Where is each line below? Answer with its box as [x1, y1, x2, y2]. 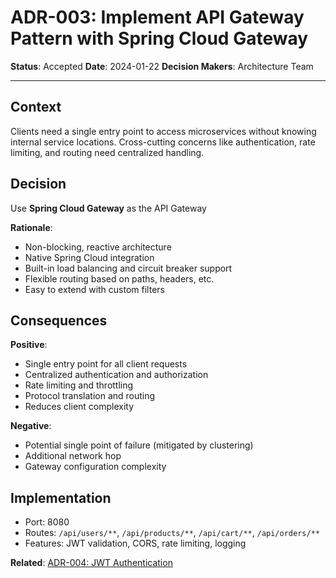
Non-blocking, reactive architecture [24, 241, 172, 253]
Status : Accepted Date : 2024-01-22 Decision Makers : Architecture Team [10, 60, 314, 72]
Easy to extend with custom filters [24, 283, 165, 295]
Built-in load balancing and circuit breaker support [24, 262, 233, 274]
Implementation [10, 489, 112, 506]
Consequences [10, 312, 108, 329]
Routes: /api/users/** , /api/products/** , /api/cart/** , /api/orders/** [24, 527, 320, 539]
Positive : [10, 339, 48, 351]
